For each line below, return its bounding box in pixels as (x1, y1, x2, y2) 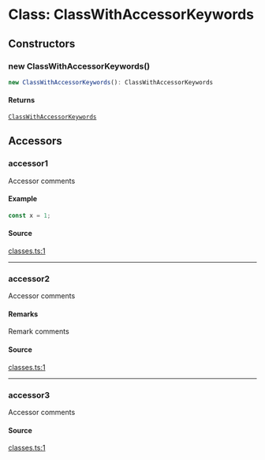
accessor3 (8, 389, 50, 400)
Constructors (8, 37, 76, 50)
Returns (8, 95, 35, 105)
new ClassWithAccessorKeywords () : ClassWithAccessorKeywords (8, 78, 214, 86)
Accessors (8, 134, 63, 148)
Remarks (8, 309, 39, 319)
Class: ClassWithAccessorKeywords (8, 6, 255, 24)
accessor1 (8, 158, 49, 169)
